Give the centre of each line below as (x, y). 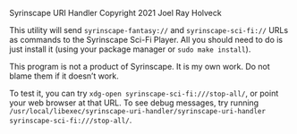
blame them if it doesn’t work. (64, 76)
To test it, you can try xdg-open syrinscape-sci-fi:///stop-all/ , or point (144, 93)
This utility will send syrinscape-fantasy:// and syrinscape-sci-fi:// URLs (149, 30)
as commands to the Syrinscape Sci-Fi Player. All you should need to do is (146, 40)
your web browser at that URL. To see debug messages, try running (134, 103)
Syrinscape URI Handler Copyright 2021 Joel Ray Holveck (115, 13)
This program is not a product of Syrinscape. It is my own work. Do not (140, 67)
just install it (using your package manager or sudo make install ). (130, 49)
